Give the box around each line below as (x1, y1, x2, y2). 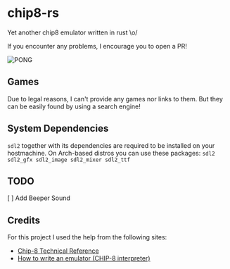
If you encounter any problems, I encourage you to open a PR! (7, 42, 188, 50)
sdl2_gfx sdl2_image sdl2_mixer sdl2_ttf (7, 156, 131, 163)
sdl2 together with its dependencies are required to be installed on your (7, 141, 215, 149)
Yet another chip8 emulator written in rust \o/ (7, 28, 138, 37)
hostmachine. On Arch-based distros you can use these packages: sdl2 (7, 149, 216, 157)
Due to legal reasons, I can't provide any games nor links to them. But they (7, 94, 224, 103)
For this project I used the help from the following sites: (7, 233, 167, 242)
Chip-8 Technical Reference (17, 246, 100, 255)
